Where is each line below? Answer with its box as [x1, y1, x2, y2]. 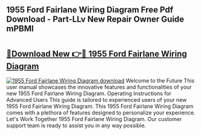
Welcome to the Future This [125, 77, 195, 84]
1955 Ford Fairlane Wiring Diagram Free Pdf [6, 5, 174, 15]
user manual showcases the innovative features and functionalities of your [6, 84, 192, 90]
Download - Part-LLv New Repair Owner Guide [6, 14, 185, 25]
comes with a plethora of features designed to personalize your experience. [6, 109, 196, 116]
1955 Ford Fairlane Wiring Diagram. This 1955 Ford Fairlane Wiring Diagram [6, 102, 194, 110]
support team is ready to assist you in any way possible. [6, 122, 147, 129]
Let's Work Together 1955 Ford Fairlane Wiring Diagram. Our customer [6, 116, 182, 122]
